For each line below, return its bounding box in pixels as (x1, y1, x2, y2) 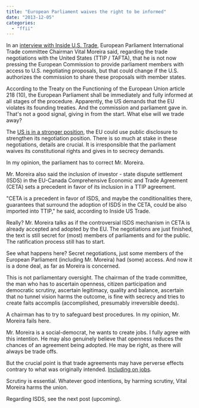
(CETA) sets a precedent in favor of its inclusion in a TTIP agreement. (6, 183, 176, 191)
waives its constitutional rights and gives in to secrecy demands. (6, 148, 165, 155)
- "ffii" (11, 25, 33, 32)
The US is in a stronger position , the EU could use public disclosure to (6, 128, 178, 136)
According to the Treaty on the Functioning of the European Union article (6, 85, 185, 93)
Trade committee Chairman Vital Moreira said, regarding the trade (6, 48, 168, 56)
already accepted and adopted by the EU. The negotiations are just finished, (6, 225, 194, 233)
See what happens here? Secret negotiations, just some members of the (6, 250, 184, 257)
